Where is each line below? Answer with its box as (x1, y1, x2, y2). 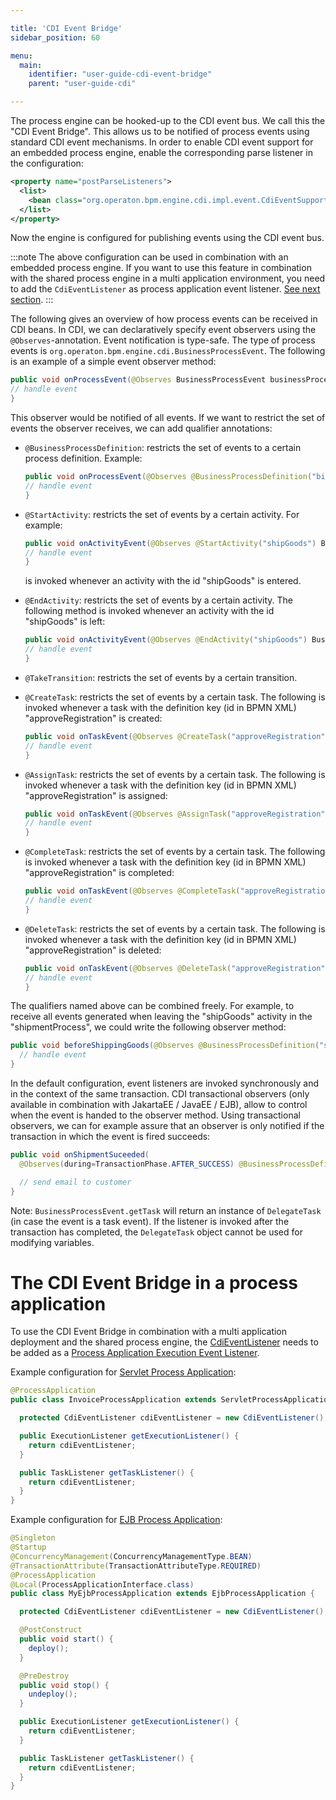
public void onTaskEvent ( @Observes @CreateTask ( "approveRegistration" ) (24, 731, 330, 741)
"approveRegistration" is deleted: (24, 944, 162, 956)
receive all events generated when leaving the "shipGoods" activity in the (10, 1011, 313, 1023)
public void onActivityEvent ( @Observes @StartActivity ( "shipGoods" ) (24, 538, 317, 548)
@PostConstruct (19, 1625, 83, 1635)
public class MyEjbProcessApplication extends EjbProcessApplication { (10, 1589, 315, 1599)
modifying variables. (10, 1236, 95, 1248)
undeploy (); (28, 1689, 78, 1700)
